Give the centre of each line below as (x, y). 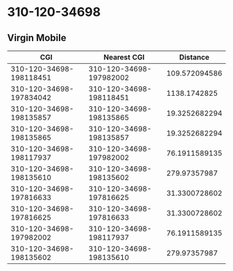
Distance (195, 57)
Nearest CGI (124, 57)
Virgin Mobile (37, 38)
